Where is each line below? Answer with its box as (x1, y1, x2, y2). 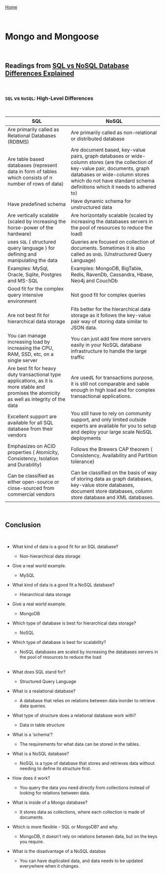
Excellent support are (7, 413, 57, 420)
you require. (19, 838, 44, 844)
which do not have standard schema (70, 177, 155, 184)
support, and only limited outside (70, 416, 146, 423)
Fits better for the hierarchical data (70, 306, 151, 313)
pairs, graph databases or (70, 153, 130, 159)
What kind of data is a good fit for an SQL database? (12, 543, 119, 550)
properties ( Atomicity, (7, 449, 59, 456)
